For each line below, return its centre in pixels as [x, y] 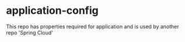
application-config [53, 11]
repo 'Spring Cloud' [30, 32]
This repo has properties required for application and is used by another [92, 26]
